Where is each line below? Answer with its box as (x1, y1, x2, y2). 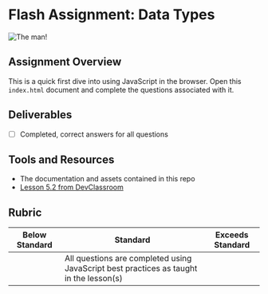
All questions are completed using (64, 253, 192, 264)
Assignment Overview (8, 55, 122, 69)
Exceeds (215, 229, 249, 240)
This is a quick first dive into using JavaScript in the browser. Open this (8, 76, 242, 85)
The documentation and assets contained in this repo (19, 174, 195, 184)
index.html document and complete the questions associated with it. (8, 85, 235, 94)
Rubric (8, 205, 42, 219)
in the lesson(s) (64, 273, 123, 284)
